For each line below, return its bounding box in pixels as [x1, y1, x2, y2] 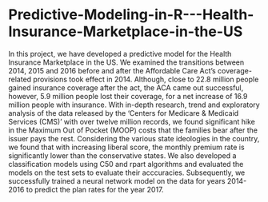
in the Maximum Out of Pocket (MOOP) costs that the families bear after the [8, 125, 258, 135]
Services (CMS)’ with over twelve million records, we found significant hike [8, 117, 256, 126]
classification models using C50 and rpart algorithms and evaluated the [8, 159, 244, 168]
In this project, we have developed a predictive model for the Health [8, 49, 232, 58]
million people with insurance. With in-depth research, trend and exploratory [8, 100, 260, 109]
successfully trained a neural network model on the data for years [8, 176, 226, 185]
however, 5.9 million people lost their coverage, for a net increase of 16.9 [8, 91, 248, 101]
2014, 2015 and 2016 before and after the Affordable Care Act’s [8, 65, 216, 75]
